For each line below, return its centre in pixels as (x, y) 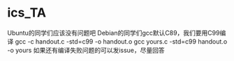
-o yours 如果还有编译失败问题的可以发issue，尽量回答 (86, 50)
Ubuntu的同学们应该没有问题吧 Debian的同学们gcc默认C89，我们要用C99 (114, 33)
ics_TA (27, 13)
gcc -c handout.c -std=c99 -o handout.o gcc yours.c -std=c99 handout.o (121, 41)
